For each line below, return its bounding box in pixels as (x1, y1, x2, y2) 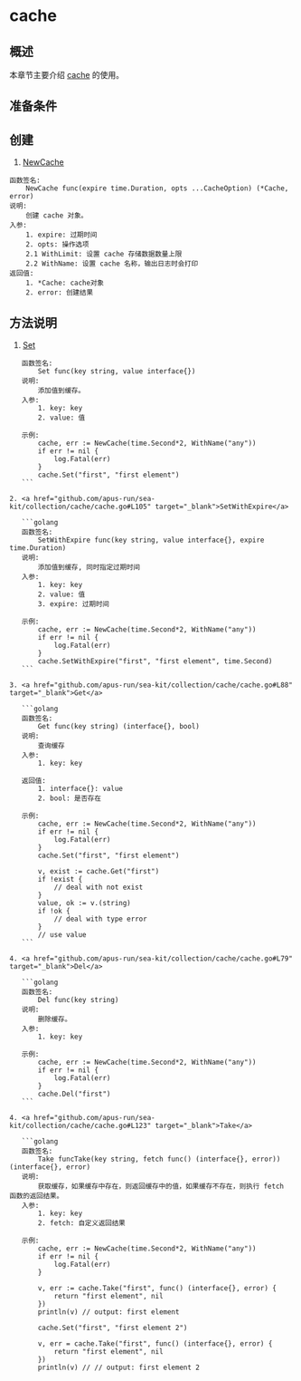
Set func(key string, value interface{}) (37, 367, 196, 376)
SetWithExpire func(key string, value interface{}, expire (37, 536, 265, 545)
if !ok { (37, 907, 71, 916)
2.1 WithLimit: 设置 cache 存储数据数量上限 (25, 250, 183, 259)
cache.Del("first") (37, 1089, 111, 1099)
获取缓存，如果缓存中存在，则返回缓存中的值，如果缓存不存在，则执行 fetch (37, 1182, 285, 1192)
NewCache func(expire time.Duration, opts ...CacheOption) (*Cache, (25, 184, 289, 193)
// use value (37, 931, 88, 940)
